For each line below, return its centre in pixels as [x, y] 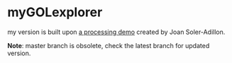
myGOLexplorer [55, 12]
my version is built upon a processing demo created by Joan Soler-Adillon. [116, 32]
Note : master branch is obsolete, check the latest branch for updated [109, 45]
